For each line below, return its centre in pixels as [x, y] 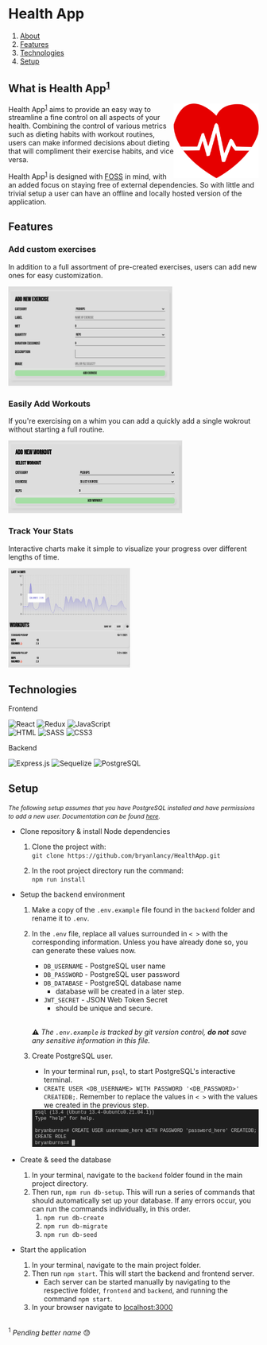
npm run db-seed [70, 1235]
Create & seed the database [65, 1160]
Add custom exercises [52, 250]
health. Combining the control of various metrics [87, 126]
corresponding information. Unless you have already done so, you [140, 942]
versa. [19, 160]
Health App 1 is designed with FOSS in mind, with [87, 176]
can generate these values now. [84, 951]
